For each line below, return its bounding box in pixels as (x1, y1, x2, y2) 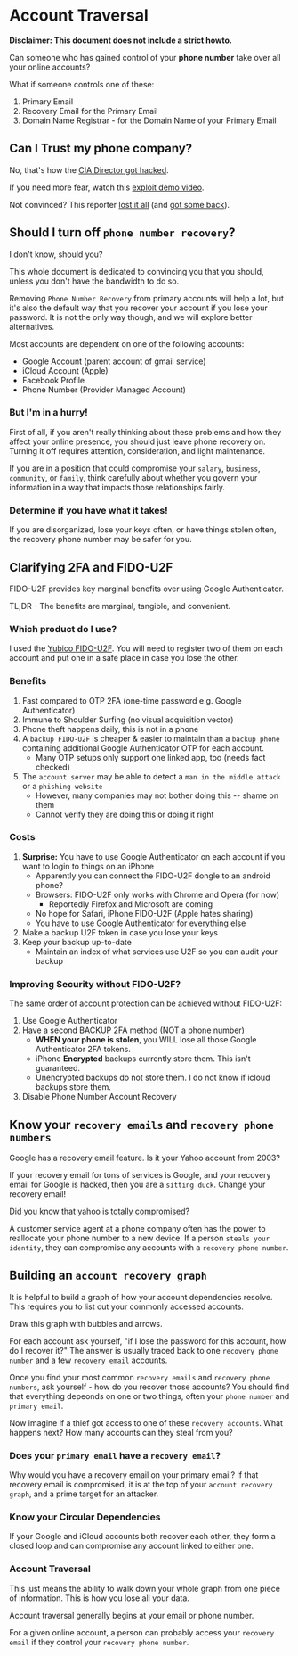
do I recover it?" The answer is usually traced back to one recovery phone (9, 1345, 278, 1355)
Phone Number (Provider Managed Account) (21, 384, 187, 395)
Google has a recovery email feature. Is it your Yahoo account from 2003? (9, 1152, 280, 1163)
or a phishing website (21, 780, 103, 791)
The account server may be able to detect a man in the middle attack (21, 770, 281, 781)
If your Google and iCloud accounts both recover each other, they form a (9, 1531, 276, 1542)
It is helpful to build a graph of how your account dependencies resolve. (9, 1291, 273, 1302)
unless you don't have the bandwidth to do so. (9, 276, 180, 286)
